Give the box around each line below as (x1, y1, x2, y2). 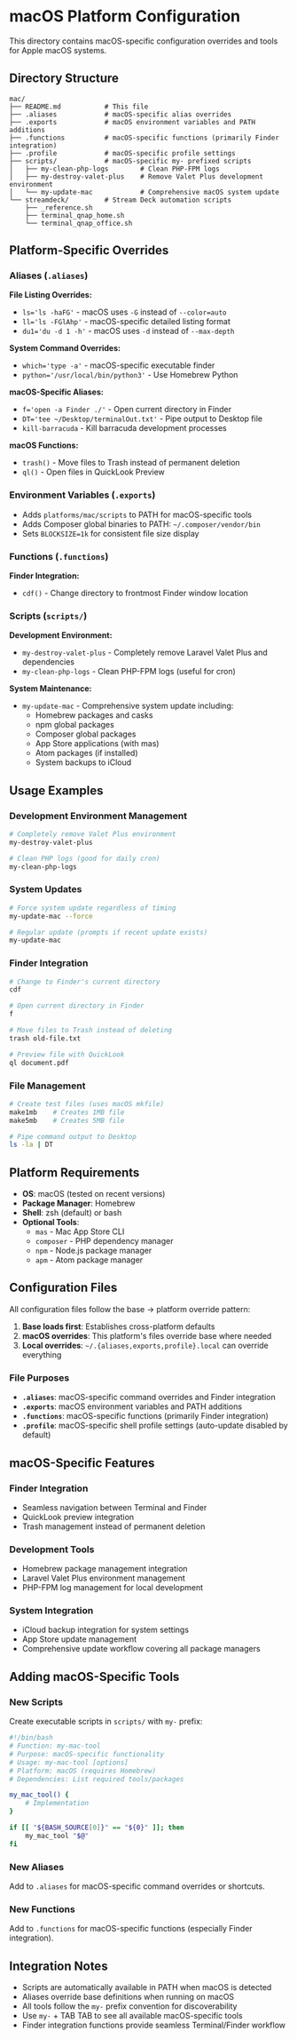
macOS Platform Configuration (9, 6, 241, 27)
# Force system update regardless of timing (9, 904, 176, 912)
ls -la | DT (9, 1140, 53, 1150)
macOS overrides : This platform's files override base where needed (21, 1330, 272, 1341)
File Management (9, 1079, 86, 1092)
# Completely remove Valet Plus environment (9, 830, 176, 839)
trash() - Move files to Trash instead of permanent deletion (21, 458, 241, 468)
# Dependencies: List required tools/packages (9, 1774, 184, 1783)
